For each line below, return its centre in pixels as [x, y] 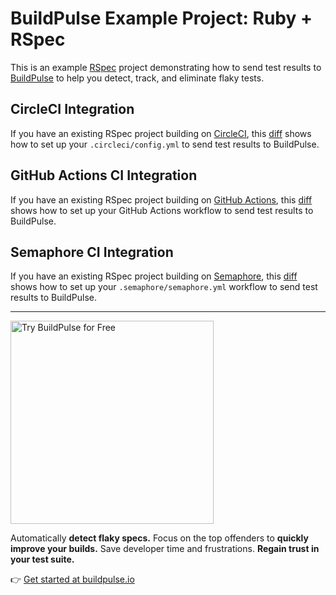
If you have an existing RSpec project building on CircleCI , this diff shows [161, 133]
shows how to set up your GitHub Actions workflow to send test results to [162, 210]
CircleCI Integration [72, 109]
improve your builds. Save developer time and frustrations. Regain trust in [165, 549]
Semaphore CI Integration [92, 252]
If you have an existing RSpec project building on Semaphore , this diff [154, 276]
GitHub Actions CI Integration [104, 175]
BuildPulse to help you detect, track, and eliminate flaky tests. [137, 78]
